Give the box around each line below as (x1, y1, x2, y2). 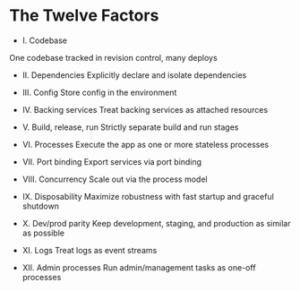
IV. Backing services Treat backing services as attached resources (21, 104, 269, 115)
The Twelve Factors (9, 5, 159, 26)
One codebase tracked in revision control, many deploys (9, 52, 218, 63)
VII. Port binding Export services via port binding (21, 156, 202, 167)
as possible (21, 227, 65, 238)
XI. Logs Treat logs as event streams (21, 244, 158, 255)
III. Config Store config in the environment (21, 87, 177, 98)
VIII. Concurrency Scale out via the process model (21, 174, 208, 184)
